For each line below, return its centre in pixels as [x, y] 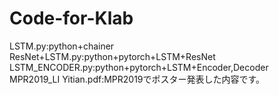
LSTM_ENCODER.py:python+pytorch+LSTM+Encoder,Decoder [139, 67]
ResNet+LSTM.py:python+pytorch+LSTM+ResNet [112, 56]
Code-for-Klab [71, 18]
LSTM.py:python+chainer [62, 46]
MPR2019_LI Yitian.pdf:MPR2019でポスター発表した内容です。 [137, 79]
